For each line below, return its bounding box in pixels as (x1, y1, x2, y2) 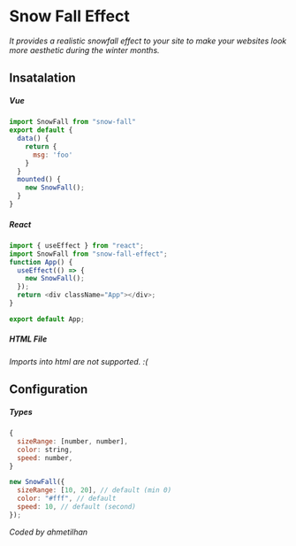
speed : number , (17, 453, 73, 462)
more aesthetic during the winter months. (9, 44, 161, 55)
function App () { (9, 258, 73, 266)
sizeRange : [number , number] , (17, 436, 128, 446)
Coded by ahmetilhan (9, 527, 88, 537)
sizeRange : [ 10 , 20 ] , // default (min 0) (17, 486, 172, 495)
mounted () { (17, 175, 62, 184)
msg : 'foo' (32, 150, 73, 159)
